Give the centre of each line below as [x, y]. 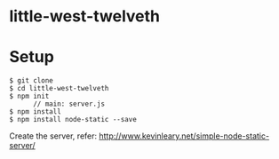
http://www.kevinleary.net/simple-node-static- [184, 136]
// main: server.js [68, 104]
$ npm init [29, 96]
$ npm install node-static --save [73, 120]
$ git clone [31, 81]
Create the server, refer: [53, 136]
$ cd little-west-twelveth [59, 89]
